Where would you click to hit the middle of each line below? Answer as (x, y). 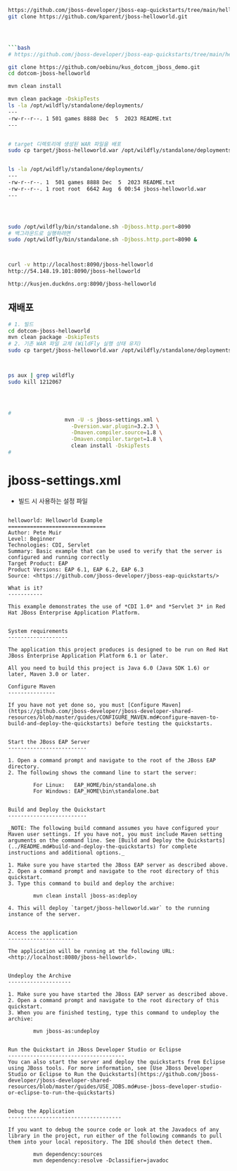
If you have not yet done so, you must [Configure (84, 705)
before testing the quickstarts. (164, 723)
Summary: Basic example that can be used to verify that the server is (115, 551)
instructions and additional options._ (66, 852)
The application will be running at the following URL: (91, 951)
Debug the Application (41, 1111)
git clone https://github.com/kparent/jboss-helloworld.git (98, 17)
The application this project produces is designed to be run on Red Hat (118, 650)
